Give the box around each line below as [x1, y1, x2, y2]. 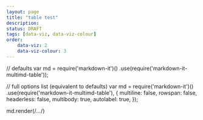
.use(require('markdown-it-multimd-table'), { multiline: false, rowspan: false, [6, 89, 198, 96]
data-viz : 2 [17, 43, 47, 49]
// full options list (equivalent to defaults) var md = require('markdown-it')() [6, 83, 194, 90]
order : [6, 37, 23, 43]
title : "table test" [6, 14, 59, 21]
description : [6, 20, 40, 26]
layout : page [6, 8, 40, 15]
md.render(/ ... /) [6, 107, 45, 115]
